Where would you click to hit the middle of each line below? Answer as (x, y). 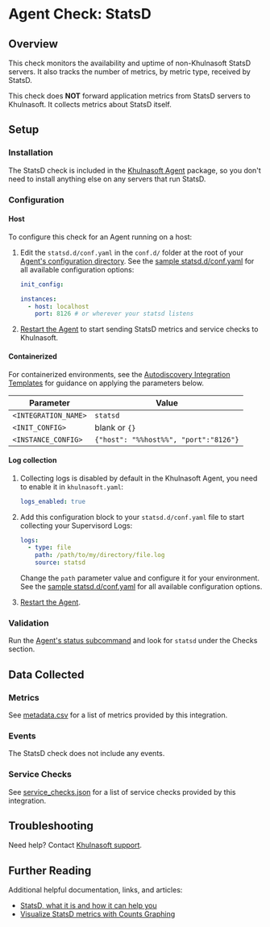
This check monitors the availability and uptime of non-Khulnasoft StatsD (130, 63)
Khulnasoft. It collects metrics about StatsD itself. (90, 104)
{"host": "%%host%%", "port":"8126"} (167, 439)
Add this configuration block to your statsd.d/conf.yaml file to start (132, 517)
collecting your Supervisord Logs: (76, 526)
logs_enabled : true (53, 501)
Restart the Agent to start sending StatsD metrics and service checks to (139, 329)
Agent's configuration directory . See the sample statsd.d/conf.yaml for (137, 261)
